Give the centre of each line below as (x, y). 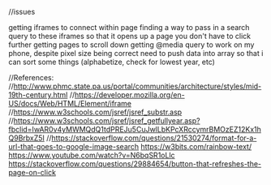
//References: (31, 77)
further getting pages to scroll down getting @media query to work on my (131, 45)
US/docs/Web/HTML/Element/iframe (70, 103)
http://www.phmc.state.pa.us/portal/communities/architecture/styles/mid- (138, 86)
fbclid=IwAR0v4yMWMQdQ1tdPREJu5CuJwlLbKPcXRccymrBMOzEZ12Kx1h (135, 129)
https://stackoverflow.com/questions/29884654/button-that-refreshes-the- (135, 164)
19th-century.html (38, 95)
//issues (22, 12)
